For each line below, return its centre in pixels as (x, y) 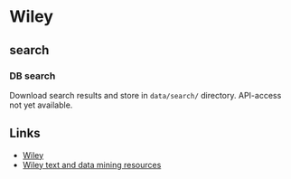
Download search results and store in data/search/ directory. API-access (145, 95)
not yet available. (41, 105)
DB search (33, 76)
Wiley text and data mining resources (92, 165)
